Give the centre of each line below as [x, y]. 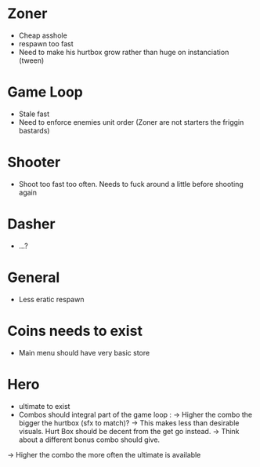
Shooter [34, 162]
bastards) [34, 130]
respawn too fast [46, 43]
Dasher [31, 224]
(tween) [31, 60]
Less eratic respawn [51, 299]
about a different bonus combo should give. [89, 440]
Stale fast [34, 114]
